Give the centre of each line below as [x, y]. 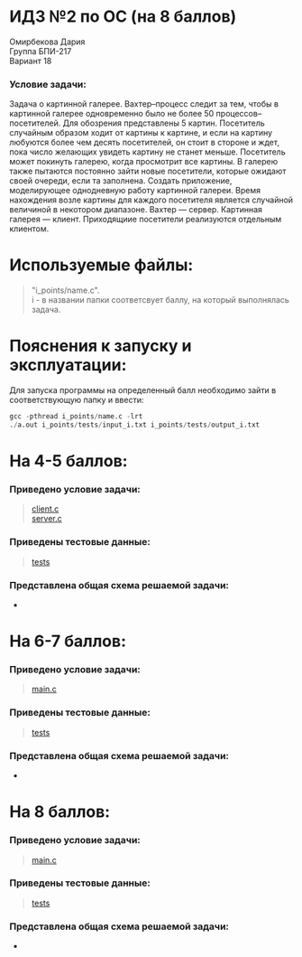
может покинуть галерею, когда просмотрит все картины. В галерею [144, 162]
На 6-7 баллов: [68, 641]
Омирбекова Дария [47, 42]
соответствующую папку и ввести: [77, 400]
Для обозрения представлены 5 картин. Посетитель [164, 123]
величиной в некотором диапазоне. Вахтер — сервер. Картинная [136, 210]
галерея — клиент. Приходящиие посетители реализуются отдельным [146, 220]
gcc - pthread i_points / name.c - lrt [76, 417]
